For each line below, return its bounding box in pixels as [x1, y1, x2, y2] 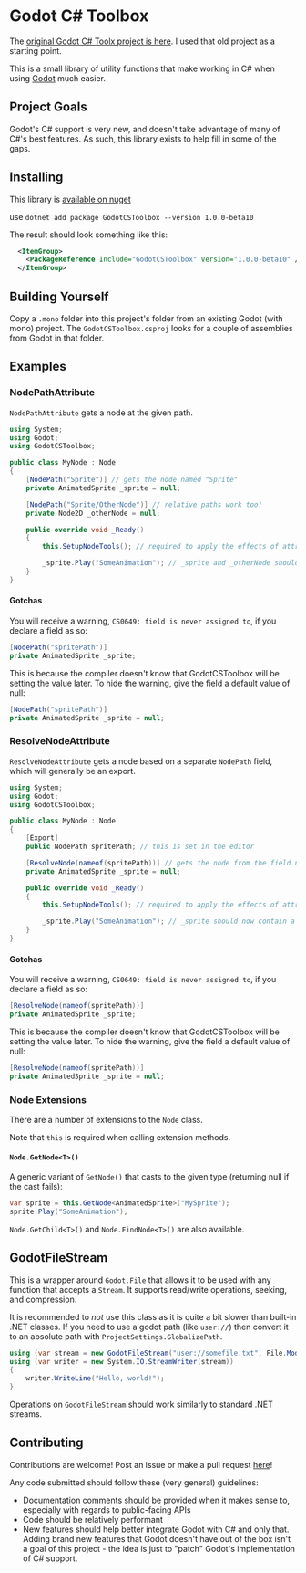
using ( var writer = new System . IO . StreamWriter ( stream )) [9, 1357, 234, 1366]
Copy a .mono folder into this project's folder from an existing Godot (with [9, 313, 283, 324]
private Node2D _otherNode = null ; [25, 509, 161, 518]
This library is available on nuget [9, 194, 132, 204]
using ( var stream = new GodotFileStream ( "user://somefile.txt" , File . [9, 1348, 287, 1358]
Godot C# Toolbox [9, 5, 149, 26]
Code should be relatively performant [22, 1514, 164, 1525]
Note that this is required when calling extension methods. [9, 1131, 230, 1142]
